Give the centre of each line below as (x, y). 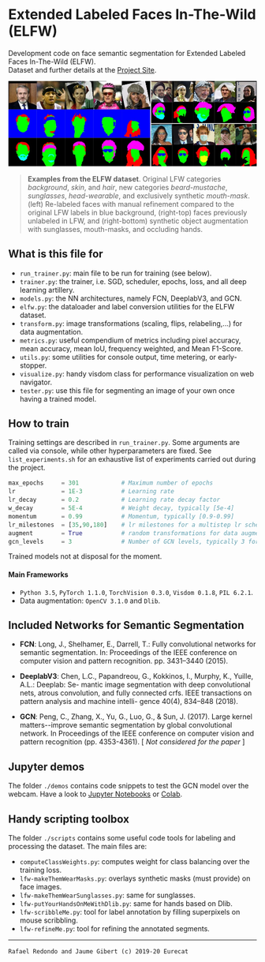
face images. (41, 887)
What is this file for (56, 254)
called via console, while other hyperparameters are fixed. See (110, 451)
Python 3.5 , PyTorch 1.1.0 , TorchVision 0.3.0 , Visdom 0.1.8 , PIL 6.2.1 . (136, 592)
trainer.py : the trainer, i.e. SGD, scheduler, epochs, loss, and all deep (133, 281)
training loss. (40, 870)
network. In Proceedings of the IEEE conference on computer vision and (137, 734)
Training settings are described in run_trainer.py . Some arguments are (124, 443)
